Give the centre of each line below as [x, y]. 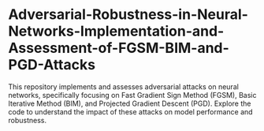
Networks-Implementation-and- [116, 31]
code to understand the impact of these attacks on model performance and [131, 111]
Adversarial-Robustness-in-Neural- [128, 15]
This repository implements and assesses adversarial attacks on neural [123, 86]
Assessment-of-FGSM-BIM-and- [119, 48]
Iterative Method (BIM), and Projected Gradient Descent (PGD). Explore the [130, 103]
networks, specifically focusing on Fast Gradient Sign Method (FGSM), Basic [132, 95]
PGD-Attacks [52, 65]
